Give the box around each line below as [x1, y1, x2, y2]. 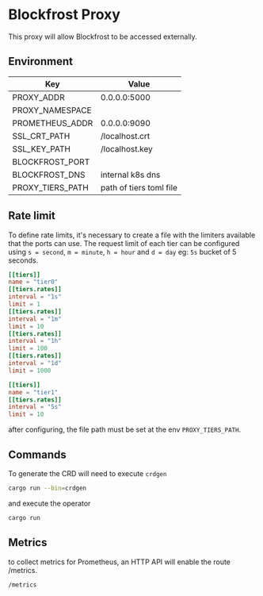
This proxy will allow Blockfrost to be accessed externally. [8, 32, 198, 41]
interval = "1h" [8, 337, 62, 345]
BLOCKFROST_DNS [12, 169, 86, 180]
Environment [8, 55, 74, 68]
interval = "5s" [8, 403, 62, 411]
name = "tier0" [8, 278, 59, 286]
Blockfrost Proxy [8, 6, 121, 24]
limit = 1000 [8, 367, 51, 375]
